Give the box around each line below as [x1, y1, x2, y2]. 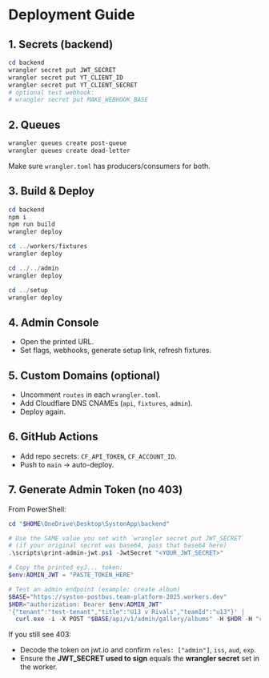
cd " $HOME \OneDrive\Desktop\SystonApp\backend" [8, 520, 171, 528]
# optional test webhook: [8, 88, 94, 97]
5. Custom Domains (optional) [8, 368, 161, 382]
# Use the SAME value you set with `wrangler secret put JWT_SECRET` [8, 534, 246, 542]
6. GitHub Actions [8, 430, 98, 443]
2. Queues [8, 118, 61, 131]
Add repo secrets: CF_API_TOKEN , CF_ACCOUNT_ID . [19, 451, 178, 461]
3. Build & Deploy [8, 184, 94, 198]
